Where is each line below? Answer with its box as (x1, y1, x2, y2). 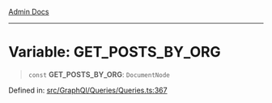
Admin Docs (8, 7, 49, 16)
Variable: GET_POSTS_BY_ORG (8, 43, 221, 62)
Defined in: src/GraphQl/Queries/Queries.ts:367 (8, 85, 168, 95)
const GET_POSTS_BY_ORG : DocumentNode (28, 69, 170, 79)
